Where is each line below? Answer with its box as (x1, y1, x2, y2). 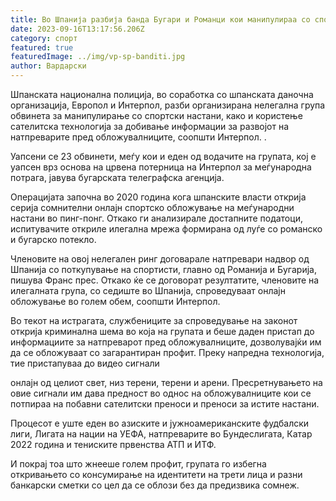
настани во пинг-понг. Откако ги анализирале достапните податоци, (10, 212, 303, 224)
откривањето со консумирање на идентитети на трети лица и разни (10, 469, 303, 480)
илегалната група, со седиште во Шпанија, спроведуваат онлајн (10, 285, 286, 296)
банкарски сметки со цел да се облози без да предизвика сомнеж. (10, 479, 300, 491)
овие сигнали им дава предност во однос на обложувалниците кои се (10, 387, 312, 399)
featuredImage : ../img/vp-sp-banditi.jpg (10, 52, 186, 62)
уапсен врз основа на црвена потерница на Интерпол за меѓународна (10, 161, 312, 173)
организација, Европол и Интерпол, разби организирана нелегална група (10, 99, 326, 111)
